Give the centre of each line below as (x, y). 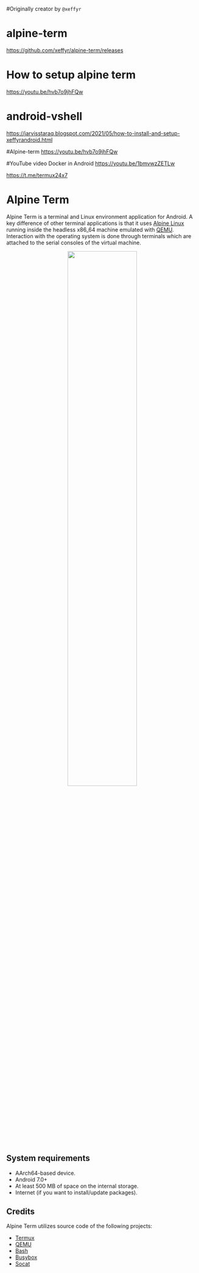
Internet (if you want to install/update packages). (76, 1192)
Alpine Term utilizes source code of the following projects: (79, 1226)
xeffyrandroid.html (30, 140)
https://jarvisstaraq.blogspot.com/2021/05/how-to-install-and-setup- (93, 133)
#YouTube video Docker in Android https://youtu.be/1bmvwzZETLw (91, 163)
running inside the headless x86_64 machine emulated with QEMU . (90, 229)
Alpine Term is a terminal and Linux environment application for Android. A (100, 216)
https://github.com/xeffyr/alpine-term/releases (65, 50)
